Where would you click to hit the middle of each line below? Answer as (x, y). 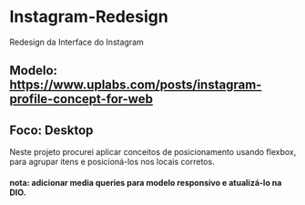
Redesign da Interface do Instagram (76, 42)
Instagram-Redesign (89, 17)
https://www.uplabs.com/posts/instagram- (136, 85)
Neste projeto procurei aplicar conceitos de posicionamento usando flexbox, (153, 152)
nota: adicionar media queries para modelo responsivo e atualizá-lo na (146, 182)
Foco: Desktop (51, 130)
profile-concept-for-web (81, 99)
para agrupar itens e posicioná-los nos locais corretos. (112, 162)
